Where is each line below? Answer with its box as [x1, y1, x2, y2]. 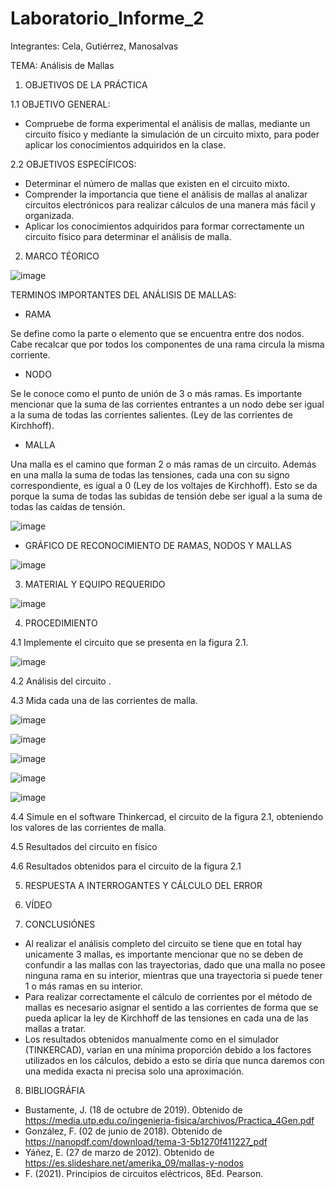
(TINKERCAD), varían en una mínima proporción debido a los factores [24, 1043, 312, 1056]
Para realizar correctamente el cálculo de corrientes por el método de [24, 990, 313, 1002]
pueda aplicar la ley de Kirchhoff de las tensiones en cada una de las [24, 1012, 309, 1024]
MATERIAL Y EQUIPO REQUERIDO [24, 578, 166, 590]
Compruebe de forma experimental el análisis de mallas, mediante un [24, 117, 311, 129]
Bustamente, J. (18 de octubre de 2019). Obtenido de [24, 1103, 243, 1116]
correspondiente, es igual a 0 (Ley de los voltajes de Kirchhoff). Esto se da [10, 479, 318, 491]
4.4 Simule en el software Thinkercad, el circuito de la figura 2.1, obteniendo [10, 810, 324, 822]
